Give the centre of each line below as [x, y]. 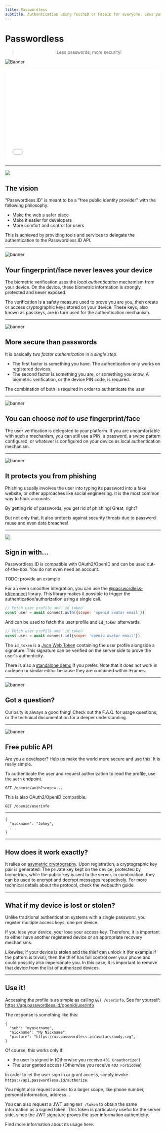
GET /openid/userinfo [27, 806]
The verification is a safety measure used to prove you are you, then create [82, 302]
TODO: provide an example [33, 579]
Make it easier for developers [42, 220]
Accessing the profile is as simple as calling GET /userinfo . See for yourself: [83, 1000]
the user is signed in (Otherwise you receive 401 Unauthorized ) [76, 1059]
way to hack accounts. [28, 498]
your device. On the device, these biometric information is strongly [73, 287]
